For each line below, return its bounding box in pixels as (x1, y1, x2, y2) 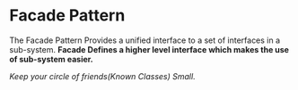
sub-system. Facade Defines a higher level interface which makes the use (9, 44, 290, 54)
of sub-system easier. (9, 53, 94, 64)
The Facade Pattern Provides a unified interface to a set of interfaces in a (9, 35, 281, 45)
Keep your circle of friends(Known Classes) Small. (9, 70, 196, 81)
